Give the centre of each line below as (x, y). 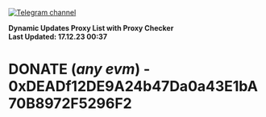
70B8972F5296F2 (70, 104)
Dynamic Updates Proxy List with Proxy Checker (91, 28)
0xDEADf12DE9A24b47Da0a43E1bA (133, 87)
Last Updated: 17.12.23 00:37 (58, 37)
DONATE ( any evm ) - (79, 69)
